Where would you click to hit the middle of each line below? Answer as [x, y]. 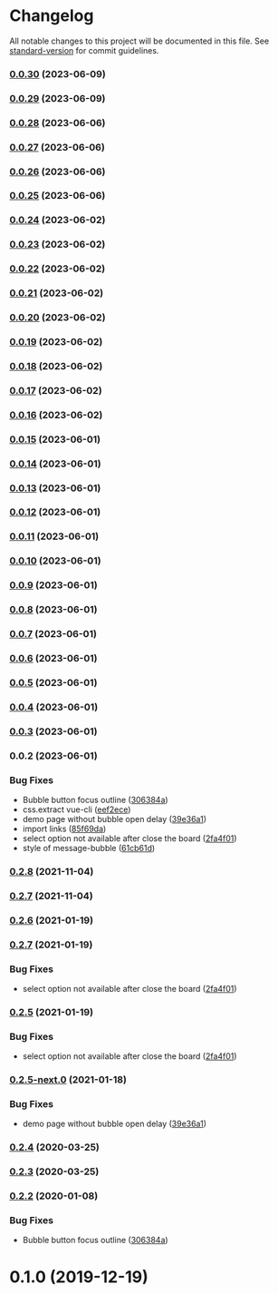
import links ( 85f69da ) [64, 828]
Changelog [52, 16]
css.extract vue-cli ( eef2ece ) [77, 809]
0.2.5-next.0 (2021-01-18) [68, 1080]
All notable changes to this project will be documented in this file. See [139, 41]
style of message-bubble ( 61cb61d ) [89, 848]
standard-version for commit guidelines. [84, 50]
